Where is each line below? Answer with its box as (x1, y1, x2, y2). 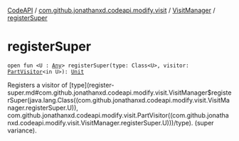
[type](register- (68, 80, 115, 89)
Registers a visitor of (7, 80, 68, 89)
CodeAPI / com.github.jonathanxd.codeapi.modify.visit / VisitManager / (7, 6, 216, 14)
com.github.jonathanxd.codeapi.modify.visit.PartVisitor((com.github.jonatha (7, 110, 229, 120)
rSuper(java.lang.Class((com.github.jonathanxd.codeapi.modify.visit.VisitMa (7, 95, 230, 104)
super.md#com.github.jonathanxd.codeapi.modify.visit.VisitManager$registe (7, 88, 232, 97)
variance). (7, 126, 37, 135)
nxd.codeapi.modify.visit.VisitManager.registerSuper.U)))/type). (7, 118, 193, 127)
